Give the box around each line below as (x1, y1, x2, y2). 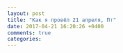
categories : (7, 36, 42, 43)
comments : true (7, 29, 51, 36)
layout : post (7, 10, 45, 17)
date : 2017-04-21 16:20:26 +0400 (7, 23, 104, 30)
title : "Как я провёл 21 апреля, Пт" (7, 17, 117, 23)
